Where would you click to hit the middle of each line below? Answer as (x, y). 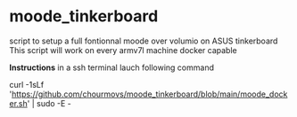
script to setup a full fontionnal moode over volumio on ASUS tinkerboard (144, 41)
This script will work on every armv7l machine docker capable (124, 50)
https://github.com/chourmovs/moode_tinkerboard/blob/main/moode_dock (150, 94)
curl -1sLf (27, 84)
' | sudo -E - (49, 103)
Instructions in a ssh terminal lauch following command (111, 67)
